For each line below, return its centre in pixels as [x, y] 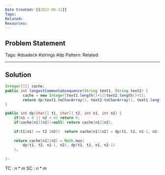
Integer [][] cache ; [25, 86]
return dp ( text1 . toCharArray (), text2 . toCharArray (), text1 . [87, 100]
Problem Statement [35, 43]
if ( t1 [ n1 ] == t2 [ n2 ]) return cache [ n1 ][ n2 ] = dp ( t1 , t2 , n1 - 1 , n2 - [87, 131]
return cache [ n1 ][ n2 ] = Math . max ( [49, 141]
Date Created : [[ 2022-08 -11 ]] [36, 10]
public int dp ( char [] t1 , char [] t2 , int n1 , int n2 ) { [63, 113]
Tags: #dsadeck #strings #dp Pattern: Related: [52, 55]
